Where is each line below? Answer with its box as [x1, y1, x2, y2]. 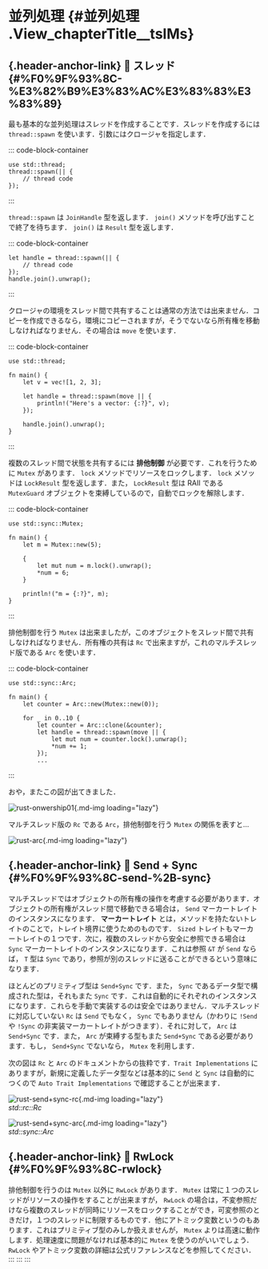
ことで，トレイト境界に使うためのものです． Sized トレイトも [29, 923, 234, 933]
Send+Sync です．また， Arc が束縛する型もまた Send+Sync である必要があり [8, 1031, 254, 1040]
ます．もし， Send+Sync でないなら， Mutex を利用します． [8, 1040, 199, 1051]
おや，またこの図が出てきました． [8, 787, 121, 797]
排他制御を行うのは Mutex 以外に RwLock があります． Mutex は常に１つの [8, 1185, 246, 1194]
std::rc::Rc [8, 1102, 42, 1112]
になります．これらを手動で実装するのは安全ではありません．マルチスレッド [8, 1000, 261, 1011]
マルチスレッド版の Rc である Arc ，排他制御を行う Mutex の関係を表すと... [8, 820, 250, 829]
